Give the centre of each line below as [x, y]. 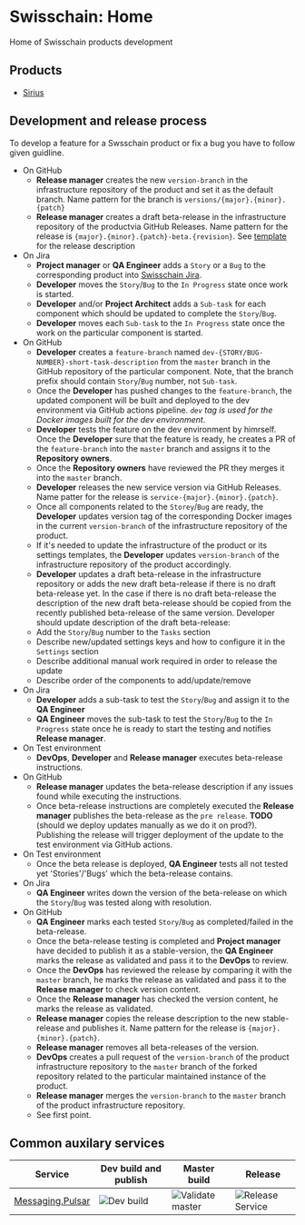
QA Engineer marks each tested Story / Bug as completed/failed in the [165, 921]
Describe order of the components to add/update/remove [143, 680]
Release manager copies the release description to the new [148, 1018]
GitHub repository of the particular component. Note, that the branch [165, 371]
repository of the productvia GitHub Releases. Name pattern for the [162, 226]
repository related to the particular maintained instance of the [151, 1076]
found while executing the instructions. [109, 796]
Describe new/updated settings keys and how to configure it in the [161, 642]
